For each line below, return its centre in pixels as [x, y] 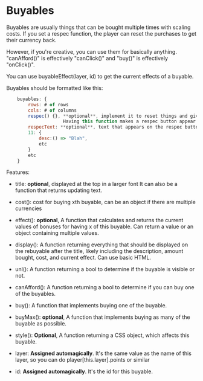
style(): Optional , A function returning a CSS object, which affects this [102, 335]
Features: [18, 172]
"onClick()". [21, 65]
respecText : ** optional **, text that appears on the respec [105, 127]
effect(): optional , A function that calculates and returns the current [99, 220]
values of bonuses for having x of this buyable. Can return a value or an [104, 226]
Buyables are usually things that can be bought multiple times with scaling [98, 27]
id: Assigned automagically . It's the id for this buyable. [84, 371]
